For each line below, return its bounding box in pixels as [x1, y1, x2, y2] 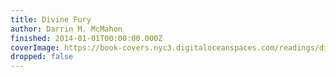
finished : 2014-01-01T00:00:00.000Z [10, 33, 163, 43]
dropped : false [10, 52, 74, 62]
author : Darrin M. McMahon [10, 24, 123, 34]
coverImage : [10, 42, 60, 53]
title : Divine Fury [10, 14, 92, 25]
